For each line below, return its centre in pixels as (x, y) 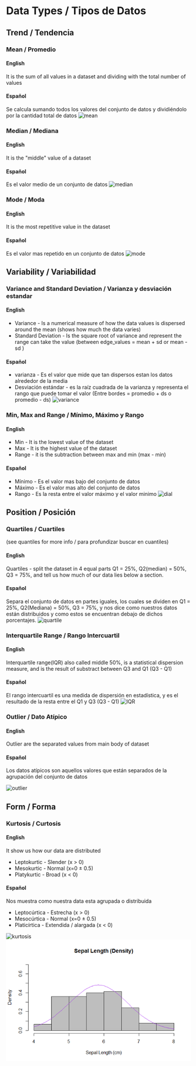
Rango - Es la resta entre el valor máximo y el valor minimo (86, 494)
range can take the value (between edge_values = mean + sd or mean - (101, 342)
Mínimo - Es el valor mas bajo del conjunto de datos (77, 481)
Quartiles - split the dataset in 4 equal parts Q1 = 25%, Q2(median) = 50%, (96, 568)
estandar (19, 296)
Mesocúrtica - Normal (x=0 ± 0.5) (55, 919)
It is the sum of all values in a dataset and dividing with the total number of (96, 76)
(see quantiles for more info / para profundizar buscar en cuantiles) (87, 542)
